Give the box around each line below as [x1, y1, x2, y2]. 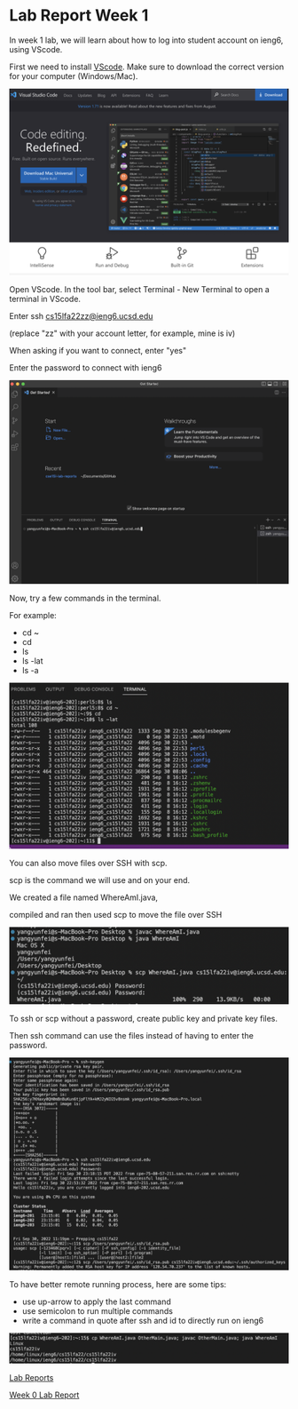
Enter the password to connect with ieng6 [9, 362, 162, 373]
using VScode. [9, 44, 63, 54]
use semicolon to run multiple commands [21, 1306, 173, 1317]
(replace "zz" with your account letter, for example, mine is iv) [9, 328, 236, 338]
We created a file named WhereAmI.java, [9, 892, 158, 903]
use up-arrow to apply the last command [21, 1296, 171, 1307]
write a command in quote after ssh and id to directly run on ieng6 [21, 1316, 264, 1326]
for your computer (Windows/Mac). [9, 70, 138, 81]
